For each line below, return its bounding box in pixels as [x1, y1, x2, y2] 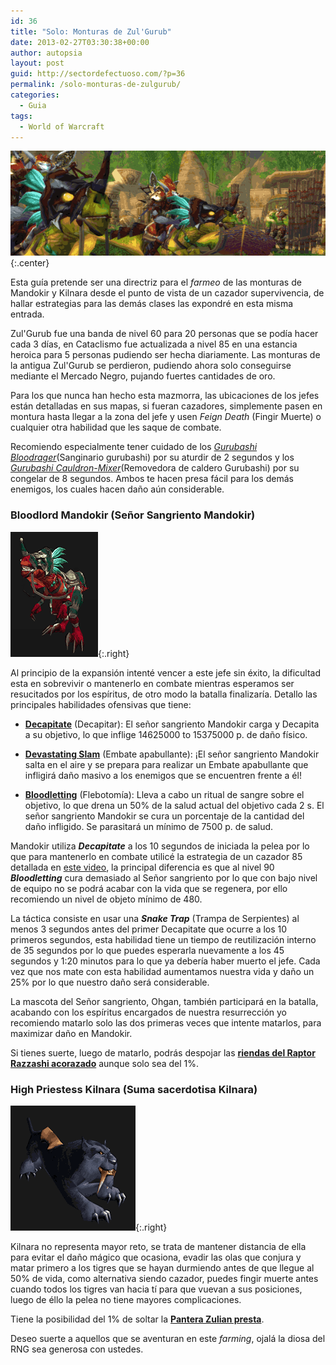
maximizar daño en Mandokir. [10, 1027, 133, 1039]
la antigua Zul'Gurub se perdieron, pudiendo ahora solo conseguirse [10, 360, 292, 372]
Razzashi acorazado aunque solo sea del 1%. [10, 1057, 200, 1069]
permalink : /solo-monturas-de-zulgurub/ [10, 80, 182, 90]
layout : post [10, 58, 65, 69]
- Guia [19, 100, 47, 110]
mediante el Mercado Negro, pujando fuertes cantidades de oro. [10, 370, 276, 382]
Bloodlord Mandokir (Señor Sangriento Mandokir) [10, 508, 256, 522]
